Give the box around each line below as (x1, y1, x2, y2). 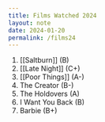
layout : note (8, 19, 51, 27)
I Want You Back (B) (19, 97, 85, 107)
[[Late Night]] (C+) (19, 64, 81, 74)
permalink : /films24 (8, 33, 77, 42)
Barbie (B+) (19, 106, 58, 116)
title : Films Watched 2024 (8, 11, 97, 20)
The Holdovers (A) (19, 89, 81, 99)
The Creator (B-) (19, 81, 74, 90)
